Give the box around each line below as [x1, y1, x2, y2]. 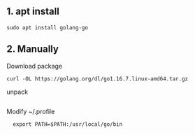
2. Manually [6, 43, 59, 55]
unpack [6, 87, 29, 96]
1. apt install [6, 6, 60, 17]
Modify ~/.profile [6, 107, 55, 115]
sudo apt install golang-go [6, 24, 89, 31]
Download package [6, 62, 63, 70]
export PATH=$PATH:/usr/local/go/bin [13, 120, 123, 128]
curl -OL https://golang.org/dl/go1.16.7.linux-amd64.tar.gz [6, 75, 189, 83]
